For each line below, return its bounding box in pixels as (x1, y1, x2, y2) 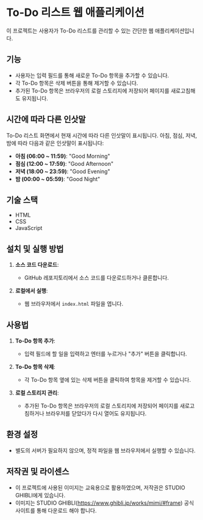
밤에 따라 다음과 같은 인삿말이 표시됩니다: (6, 139, 104, 147)
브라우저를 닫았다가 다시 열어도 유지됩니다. (45, 410, 147, 417)
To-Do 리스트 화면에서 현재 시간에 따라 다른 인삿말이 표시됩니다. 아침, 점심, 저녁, (6, 132, 197, 139)
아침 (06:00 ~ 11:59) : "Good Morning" (15, 152, 111, 160)
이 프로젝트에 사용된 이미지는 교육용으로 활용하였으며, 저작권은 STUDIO (15, 484, 185, 491)
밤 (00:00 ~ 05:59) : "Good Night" (15, 175, 101, 182)
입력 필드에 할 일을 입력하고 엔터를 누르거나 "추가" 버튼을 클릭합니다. (24, 350, 187, 357)
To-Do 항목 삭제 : (15, 363, 56, 370)
